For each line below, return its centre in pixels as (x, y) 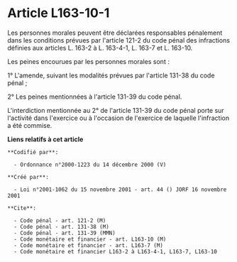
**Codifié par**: (33, 152)
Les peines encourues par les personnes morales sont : (89, 61)
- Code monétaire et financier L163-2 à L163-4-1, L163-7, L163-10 (116, 251)
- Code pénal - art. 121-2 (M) (60, 220)
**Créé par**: (28, 177)
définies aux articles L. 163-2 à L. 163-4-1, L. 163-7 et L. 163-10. (100, 48)
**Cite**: (22, 208)
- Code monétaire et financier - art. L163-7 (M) (88, 245)
